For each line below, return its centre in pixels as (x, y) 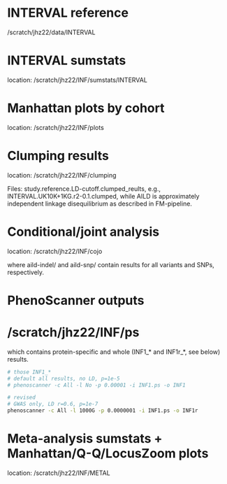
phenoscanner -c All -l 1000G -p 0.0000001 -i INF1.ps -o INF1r (103, 411)
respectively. (25, 272)
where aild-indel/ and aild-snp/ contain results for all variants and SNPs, (111, 264)
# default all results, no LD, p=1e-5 (64, 378)
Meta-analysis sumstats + (85, 439)
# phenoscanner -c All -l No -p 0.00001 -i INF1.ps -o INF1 (97, 385)
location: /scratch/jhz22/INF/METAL (59, 473)
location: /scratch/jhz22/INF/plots (56, 127)
